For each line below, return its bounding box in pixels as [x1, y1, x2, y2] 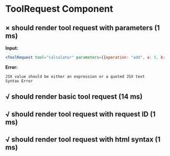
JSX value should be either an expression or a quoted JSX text [5, 74, 145, 79]
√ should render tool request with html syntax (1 [5, 135, 161, 144]
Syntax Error [5, 78, 33, 83]
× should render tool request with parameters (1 [5, 24, 160, 32]
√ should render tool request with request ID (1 [5, 109, 156, 118]
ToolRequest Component [5, 3, 113, 15]
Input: [5, 45, 18, 51]
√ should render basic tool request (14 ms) [5, 93, 143, 101]
